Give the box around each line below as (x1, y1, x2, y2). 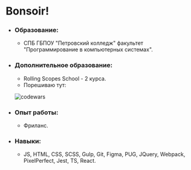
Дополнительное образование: (14, 61, 113, 70)
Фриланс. (23, 122, 49, 129)
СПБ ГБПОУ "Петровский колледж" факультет (23, 39, 143, 47)
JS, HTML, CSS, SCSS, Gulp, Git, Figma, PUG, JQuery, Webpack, (23, 151, 186, 158)
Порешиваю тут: (23, 81, 66, 88)
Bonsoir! (5, 4, 50, 18)
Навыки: (14, 137, 42, 145)
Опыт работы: (14, 108, 59, 116)
